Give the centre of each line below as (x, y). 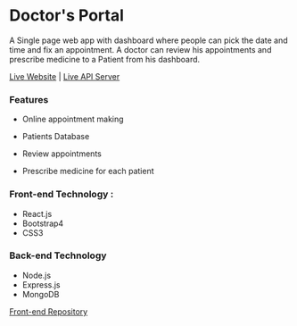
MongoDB (41, 294)
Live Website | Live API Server (65, 76)
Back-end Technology (58, 255)
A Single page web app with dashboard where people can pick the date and (148, 40)
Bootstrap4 (43, 223)
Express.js (41, 284)
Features (29, 99)
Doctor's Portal (67, 16)
